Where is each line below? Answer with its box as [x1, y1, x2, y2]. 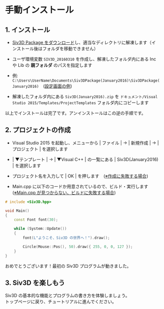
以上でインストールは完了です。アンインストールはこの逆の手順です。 [5, 110, 146, 116]
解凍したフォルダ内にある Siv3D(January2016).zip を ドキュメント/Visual [12, 94, 158, 99]
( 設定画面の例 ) [43, 83, 72, 89]
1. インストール [5, 26, 50, 34]
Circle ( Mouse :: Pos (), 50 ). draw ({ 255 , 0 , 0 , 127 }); [23, 244, 133, 249]
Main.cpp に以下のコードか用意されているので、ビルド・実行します [12, 183, 149, 189]
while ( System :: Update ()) [14, 226, 67, 231]
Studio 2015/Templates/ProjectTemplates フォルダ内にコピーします [12, 100, 149, 106]
